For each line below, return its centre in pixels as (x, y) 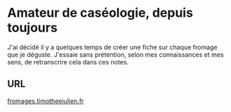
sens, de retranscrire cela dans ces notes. (68, 62)
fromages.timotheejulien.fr (46, 101)
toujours (32, 28)
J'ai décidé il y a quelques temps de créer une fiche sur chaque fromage (112, 47)
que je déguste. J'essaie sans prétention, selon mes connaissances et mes (115, 55)
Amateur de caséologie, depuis (100, 13)
